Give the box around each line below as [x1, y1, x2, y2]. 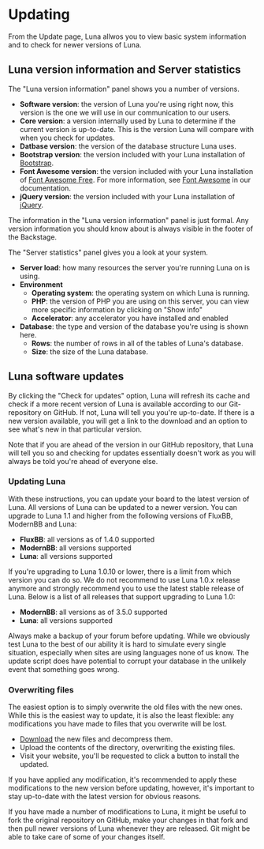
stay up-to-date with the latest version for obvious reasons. [8, 792, 201, 802]
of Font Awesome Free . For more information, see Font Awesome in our [19, 175, 251, 184]
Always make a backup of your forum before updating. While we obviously [8, 631, 251, 640]
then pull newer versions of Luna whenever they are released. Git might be [8, 824, 251, 833]
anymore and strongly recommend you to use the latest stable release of [8, 583, 244, 593]
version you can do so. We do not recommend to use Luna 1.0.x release [8, 575, 240, 584]
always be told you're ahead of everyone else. [8, 456, 158, 466]
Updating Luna [8, 476, 66, 487]
